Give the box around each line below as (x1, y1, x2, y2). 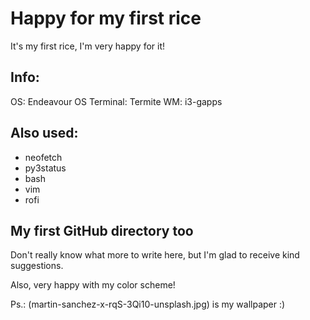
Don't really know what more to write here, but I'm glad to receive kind (10, 249, 300, 261)
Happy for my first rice (10, 7, 202, 30)
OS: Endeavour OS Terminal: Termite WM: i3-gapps (10, 95, 223, 107)
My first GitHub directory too (10, 222, 194, 239)
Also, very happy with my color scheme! (10, 279, 176, 291)
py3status (24, 162, 67, 174)
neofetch (24, 151, 63, 163)
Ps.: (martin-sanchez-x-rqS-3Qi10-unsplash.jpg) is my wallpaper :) (10, 298, 286, 311)
